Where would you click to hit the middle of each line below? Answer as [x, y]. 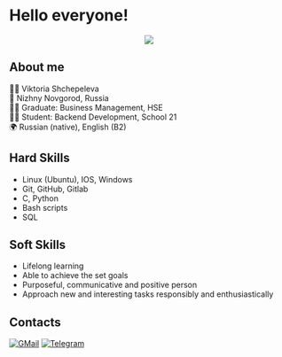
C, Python [40, 198]
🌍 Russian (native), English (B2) [68, 127]
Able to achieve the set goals [75, 276]
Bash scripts [45, 207]
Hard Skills [39, 158]
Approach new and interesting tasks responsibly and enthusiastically [148, 294]
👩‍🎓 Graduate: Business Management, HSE [86, 107]
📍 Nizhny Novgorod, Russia [59, 97]
